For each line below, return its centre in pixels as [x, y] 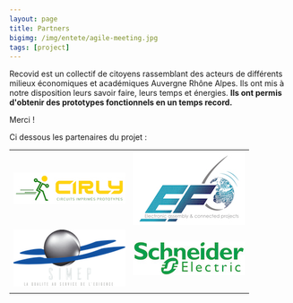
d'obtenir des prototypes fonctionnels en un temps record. [121, 102]
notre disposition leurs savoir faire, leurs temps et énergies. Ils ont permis [146, 93]
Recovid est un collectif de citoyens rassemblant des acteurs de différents [146, 74]
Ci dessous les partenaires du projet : [78, 137]
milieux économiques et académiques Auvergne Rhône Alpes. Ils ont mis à [147, 83]
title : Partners [39, 28]
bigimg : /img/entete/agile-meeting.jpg [84, 38]
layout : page [34, 19]
